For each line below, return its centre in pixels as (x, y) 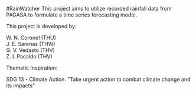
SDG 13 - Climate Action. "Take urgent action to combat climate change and (98, 79)
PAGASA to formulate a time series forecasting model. (72, 15)
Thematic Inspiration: (32, 68)
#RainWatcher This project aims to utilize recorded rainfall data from (89, 9)
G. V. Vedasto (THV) (30, 50)
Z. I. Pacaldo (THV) (29, 56)
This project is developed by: (41, 26)
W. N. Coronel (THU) (31, 37)
